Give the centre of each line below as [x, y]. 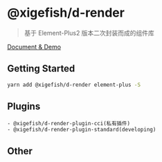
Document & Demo [34, 47]
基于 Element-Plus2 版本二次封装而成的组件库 [89, 33]
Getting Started [41, 68]
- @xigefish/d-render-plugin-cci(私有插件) [69, 124]
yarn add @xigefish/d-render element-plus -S [74, 85]
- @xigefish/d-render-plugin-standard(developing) [82, 130]
